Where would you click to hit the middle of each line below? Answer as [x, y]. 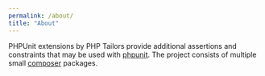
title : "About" [34, 23]
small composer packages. [53, 63]
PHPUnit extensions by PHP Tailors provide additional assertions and [123, 46]
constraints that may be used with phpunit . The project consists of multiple [132, 54]
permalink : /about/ [41, 16]
